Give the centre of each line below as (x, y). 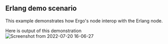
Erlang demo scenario (41, 8)
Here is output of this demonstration (44, 31)
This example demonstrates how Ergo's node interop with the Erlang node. (84, 20)
